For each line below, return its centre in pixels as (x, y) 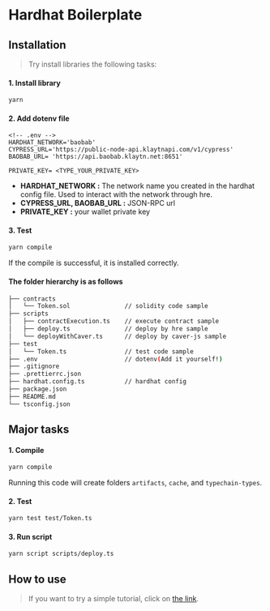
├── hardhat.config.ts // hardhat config (97, 382)
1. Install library (34, 83)
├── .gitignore (34, 366)
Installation (37, 45)
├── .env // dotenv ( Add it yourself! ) (116, 359)
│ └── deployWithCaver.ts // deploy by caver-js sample (118, 336)
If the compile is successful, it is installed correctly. (94, 263)
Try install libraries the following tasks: (92, 64)
